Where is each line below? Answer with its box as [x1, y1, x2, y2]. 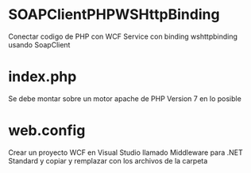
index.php [8, 68, 77, 86]
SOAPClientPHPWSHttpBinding [8, 6, 220, 24]
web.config [8, 122, 86, 140]
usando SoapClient [8, 39, 71, 49]
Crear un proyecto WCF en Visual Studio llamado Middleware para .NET [8, 148, 244, 157]
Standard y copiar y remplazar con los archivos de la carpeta [8, 156, 208, 165]
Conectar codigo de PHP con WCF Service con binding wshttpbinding [8, 32, 238, 41]
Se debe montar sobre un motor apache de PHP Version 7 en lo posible [8, 93, 242, 103]
